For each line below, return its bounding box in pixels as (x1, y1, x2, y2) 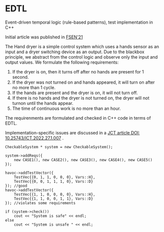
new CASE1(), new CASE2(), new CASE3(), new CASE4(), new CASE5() (14, 157, 153, 163)
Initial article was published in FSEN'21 (5, 34, 83, 40)
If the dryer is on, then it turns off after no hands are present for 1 (12, 68, 144, 74)
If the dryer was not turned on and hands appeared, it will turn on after (12, 79, 155, 85)
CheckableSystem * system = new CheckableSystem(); (5, 144, 113, 149)
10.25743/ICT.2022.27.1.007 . (5, 135, 64, 141)
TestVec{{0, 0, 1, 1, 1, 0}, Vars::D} (14, 179, 93, 184)
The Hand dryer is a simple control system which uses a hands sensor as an (5, 43, 160, 49)
